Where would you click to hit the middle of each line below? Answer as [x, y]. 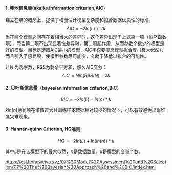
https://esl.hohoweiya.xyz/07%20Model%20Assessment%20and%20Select [86, 162]
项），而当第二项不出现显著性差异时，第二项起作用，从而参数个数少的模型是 [85, 43]
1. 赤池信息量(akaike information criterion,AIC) [55, 8]
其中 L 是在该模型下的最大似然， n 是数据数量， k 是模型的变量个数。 [74, 151]
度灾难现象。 [19, 116]
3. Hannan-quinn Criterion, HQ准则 [43, 129]
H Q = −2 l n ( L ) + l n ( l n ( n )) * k [86, 141]
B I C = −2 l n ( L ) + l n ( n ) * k [86, 99]
